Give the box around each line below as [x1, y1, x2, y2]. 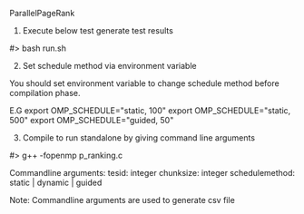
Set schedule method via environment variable [22, 61, 197, 71]
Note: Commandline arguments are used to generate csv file [9, 195, 236, 205]
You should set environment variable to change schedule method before [9, 78, 279, 89]
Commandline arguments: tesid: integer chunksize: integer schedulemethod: [9, 168, 296, 178]
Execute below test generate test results [22, 25, 174, 35]
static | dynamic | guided [9, 177, 103, 188]
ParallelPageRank [9, 8, 75, 18]
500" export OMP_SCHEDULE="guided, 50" [9, 115, 174, 125]
